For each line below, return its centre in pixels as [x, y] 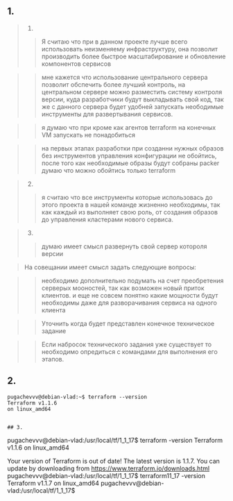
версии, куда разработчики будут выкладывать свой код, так [132, 99]
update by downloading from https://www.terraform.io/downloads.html [109, 468]
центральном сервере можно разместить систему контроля [132, 92]
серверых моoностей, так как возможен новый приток [123, 288]
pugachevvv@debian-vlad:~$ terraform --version [77, 397]
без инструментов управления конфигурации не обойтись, [129, 155]
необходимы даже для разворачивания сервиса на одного [129, 303]
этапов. [53, 359]
